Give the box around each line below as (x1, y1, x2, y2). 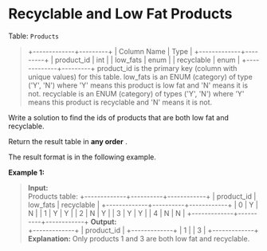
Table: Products (8, 31, 60, 41)
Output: (90, 217, 117, 226)
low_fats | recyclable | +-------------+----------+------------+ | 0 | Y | (27, 200, 259, 210)
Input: (27, 182, 49, 192)
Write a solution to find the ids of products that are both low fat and (8, 112, 229, 122)
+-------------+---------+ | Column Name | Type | (27, 46, 193, 56)
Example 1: (8, 167, 45, 177)
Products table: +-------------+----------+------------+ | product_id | (27, 191, 257, 201)
